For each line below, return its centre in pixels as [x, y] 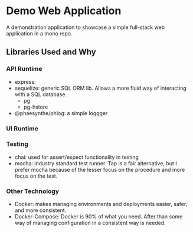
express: [25, 81]
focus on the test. [36, 176]
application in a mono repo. [39, 33]
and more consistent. [40, 210]
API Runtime [24, 69]
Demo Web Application [64, 11]
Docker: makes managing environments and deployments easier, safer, [101, 204]
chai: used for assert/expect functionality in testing [76, 157]
